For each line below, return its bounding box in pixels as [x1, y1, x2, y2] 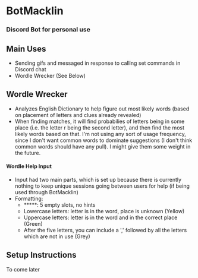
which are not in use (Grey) [23, 233, 90, 240]
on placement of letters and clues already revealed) [14, 111, 142, 118]
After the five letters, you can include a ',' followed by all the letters [23, 226, 187, 233]
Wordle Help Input [6, 163, 52, 170]
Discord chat [14, 65, 46, 72]
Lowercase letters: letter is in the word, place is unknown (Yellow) [23, 207, 185, 214]
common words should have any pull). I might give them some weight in [14, 143, 191, 150]
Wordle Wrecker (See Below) [14, 72, 86, 79]
